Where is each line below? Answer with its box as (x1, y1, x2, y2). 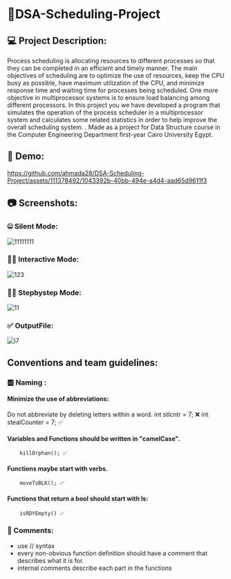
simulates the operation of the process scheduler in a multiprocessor (7, 108, 204, 117)
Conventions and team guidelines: (7, 357, 158, 369)
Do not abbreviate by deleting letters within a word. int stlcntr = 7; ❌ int (7, 410, 209, 419)
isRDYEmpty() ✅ (19, 510, 64, 517)
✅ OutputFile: (7, 321, 54, 330)
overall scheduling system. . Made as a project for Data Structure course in (7, 123, 221, 131)
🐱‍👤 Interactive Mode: (7, 255, 80, 265)
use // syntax (17, 542, 55, 550)
